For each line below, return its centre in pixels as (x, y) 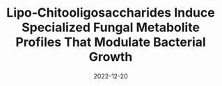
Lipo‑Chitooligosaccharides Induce (111, 13)
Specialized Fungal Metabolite (111, 27)
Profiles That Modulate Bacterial (111, 42)
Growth (111, 57)
